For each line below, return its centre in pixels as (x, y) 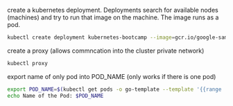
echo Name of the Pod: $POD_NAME (55, 96)
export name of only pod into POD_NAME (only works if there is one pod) (112, 76)
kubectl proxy (28, 63)
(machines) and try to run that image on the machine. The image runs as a (113, 17)
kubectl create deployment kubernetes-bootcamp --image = (91, 37)
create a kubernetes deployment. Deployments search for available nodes (113, 10)
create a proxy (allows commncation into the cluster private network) (106, 51)
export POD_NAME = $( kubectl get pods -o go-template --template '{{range (114, 89)
